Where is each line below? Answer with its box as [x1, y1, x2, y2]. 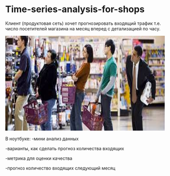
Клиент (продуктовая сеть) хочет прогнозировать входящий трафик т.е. [5, 20, 161, 26]
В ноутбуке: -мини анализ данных [5, 136, 79, 142]
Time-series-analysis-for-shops [5, 4, 145, 15]
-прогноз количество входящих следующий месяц [5, 165, 115, 171]
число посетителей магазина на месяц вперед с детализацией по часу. [5, 25, 161, 31]
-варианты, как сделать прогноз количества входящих [5, 145, 124, 151]
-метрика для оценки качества [5, 155, 72, 161]
